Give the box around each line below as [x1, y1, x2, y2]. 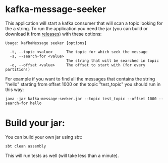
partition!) [5, 67, 30, 72]
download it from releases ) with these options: [5, 31, 102, 37]
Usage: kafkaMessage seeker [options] [5, 40, 87, 46]
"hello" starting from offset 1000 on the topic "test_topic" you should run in [5, 81, 161, 87]
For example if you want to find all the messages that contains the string [5, 75, 155, 81]
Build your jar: [5, 117, 65, 129]
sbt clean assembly [5, 143, 46, 149]
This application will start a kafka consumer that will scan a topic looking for [5, 20, 163, 26]
